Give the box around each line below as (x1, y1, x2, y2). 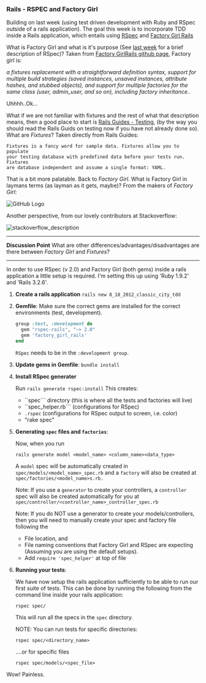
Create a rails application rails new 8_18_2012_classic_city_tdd (15, 290, 181, 298)
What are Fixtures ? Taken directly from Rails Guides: (6, 131, 139, 139)
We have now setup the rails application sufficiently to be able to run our (15, 578, 199, 585)
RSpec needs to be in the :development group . (15, 349, 129, 357)
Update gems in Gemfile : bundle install (15, 361, 120, 368)
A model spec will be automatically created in (15, 462, 129, 470)
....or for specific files (15, 648, 69, 655)
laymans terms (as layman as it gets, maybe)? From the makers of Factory (6, 182, 193, 189)
